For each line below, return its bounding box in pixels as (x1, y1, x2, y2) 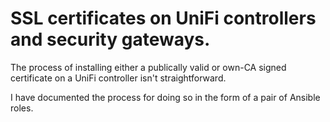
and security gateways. (10, 28, 211, 51)
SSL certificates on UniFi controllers (10, 7, 317, 30)
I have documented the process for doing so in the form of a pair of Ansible (10, 91, 321, 103)
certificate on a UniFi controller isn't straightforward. (10, 72, 227, 84)
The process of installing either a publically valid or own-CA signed (10, 61, 287, 73)
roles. (10, 102, 34, 114)
